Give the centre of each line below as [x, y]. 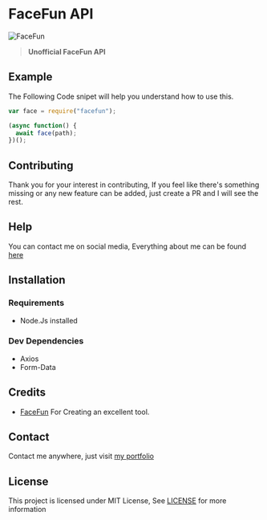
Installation [37, 280]
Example [30, 77]
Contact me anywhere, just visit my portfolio [81, 456]
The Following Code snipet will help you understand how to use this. [121, 96]
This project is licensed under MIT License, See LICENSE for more [117, 501]
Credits [27, 393]
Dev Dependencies [46, 341]
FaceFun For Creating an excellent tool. [85, 412]
